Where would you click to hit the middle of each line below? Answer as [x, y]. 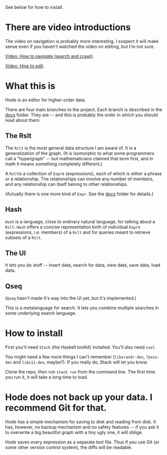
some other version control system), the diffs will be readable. [69, 447]
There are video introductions [68, 27]
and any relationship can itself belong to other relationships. [67, 184]
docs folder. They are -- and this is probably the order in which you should [82, 115]
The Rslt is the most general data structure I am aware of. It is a [71, 148]
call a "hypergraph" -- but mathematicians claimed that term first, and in [79, 158]
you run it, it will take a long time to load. [47, 377]
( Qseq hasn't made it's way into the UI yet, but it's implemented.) [71, 298]
